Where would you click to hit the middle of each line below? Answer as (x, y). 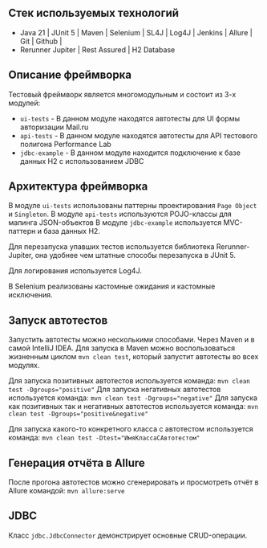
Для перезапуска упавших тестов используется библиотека (111, 247)
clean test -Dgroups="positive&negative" (79, 414)
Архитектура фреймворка (78, 187)
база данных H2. (72, 231)
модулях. (24, 366)
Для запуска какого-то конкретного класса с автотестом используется (131, 429)
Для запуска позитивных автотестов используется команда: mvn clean (129, 381)
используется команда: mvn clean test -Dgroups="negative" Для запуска (133, 398)
